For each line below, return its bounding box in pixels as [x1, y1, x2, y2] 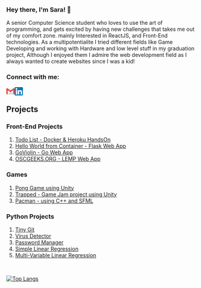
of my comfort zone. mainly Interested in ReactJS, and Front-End [6, 32, 168, 39]
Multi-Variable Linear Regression [14, 251, 97, 259]
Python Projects [6, 212, 54, 220]
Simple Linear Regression [14, 245, 79, 252]
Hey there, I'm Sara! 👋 [6, 5, 71, 14]
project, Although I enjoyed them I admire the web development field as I [6, 51, 187, 59]
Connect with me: [6, 73, 60, 81]
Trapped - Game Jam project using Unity [14, 191, 117, 198]
